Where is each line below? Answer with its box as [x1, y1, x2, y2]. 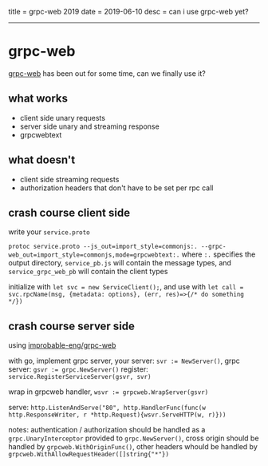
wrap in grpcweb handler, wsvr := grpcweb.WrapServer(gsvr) [8, 387, 209, 396]
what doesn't [8, 153, 76, 167]
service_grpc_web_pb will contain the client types [8, 267, 168, 277]
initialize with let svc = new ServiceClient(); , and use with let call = [8, 282, 244, 292]
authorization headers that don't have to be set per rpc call [19, 183, 214, 193]
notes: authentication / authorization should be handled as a [8, 425, 206, 435]
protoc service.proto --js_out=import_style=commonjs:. [8, 243, 198, 251]
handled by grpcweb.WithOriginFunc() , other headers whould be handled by [8, 442, 258, 452]
